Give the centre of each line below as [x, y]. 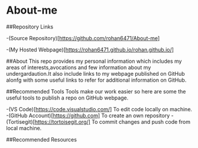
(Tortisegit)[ [21, 121]
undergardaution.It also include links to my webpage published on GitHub [95, 73]
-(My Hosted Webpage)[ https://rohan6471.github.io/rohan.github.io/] [90, 49]
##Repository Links [30, 27]
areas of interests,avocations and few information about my [79, 67]
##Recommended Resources [41, 139]
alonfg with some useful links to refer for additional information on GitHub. [96, 80]
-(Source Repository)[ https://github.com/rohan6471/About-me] [83, 38]
